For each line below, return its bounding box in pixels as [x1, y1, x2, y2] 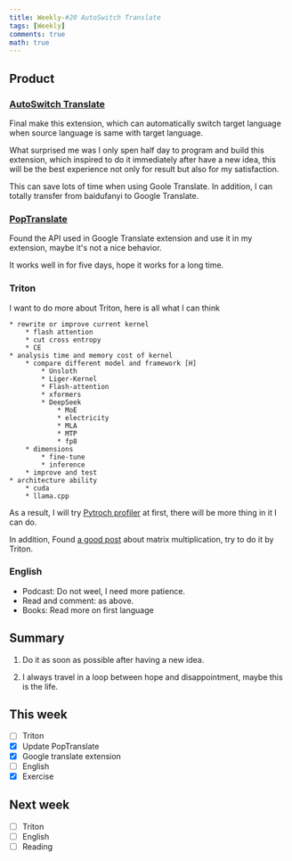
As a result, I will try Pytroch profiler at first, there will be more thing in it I [9, 507, 278, 517]
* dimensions [25, 444, 74, 453]
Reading [21, 840, 53, 852]
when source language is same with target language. [9, 127, 204, 138]
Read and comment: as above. [21, 595, 134, 606]
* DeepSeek [41, 398, 82, 407]
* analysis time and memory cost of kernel [9, 351, 174, 360]
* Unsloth [41, 367, 77, 376]
